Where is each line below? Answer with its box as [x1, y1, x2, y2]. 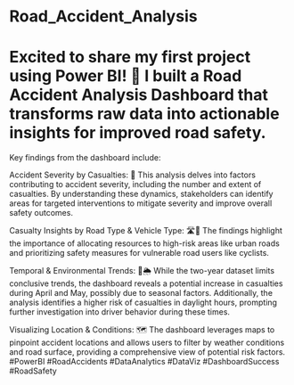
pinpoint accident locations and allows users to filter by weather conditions [9, 337, 285, 348]
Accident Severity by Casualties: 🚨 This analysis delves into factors [9, 169, 257, 180]
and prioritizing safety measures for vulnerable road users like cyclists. [9, 248, 270, 258]
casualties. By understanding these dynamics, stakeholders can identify [9, 189, 274, 200]
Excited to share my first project [9, 47, 251, 68]
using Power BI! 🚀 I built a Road [9, 66, 242, 86]
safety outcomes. [9, 208, 74, 218]
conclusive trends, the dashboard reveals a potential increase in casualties [9, 278, 283, 289]
